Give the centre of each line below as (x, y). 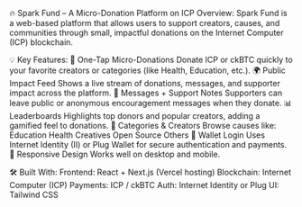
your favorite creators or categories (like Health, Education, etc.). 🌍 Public (148, 70)
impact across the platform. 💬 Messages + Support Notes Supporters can (146, 93)
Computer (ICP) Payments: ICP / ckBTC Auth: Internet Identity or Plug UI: (144, 185)
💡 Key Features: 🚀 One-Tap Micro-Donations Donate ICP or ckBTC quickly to (151, 59)
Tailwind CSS (34, 194)
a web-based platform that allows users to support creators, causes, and (145, 23)
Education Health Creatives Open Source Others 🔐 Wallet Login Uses (137, 135)
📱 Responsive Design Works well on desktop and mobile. (115, 154)
